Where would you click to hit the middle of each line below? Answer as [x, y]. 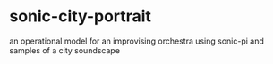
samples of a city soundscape [65, 50]
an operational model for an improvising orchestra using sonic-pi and [136, 41]
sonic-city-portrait [81, 16]
